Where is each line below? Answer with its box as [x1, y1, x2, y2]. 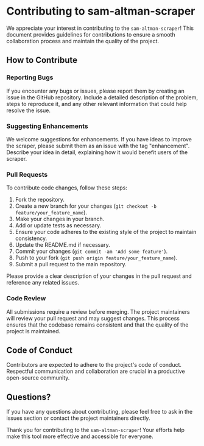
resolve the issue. [6, 107, 51, 114]
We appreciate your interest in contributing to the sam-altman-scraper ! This [6, 24, 194, 32]
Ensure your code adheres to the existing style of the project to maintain [15, 228, 197, 236]
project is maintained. [6, 327, 61, 334]
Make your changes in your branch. [15, 215, 105, 223]
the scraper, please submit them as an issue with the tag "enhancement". [6, 142, 190, 149]
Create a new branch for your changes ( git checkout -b [15, 202, 157, 210]
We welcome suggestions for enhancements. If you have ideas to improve [6, 135, 192, 143]
